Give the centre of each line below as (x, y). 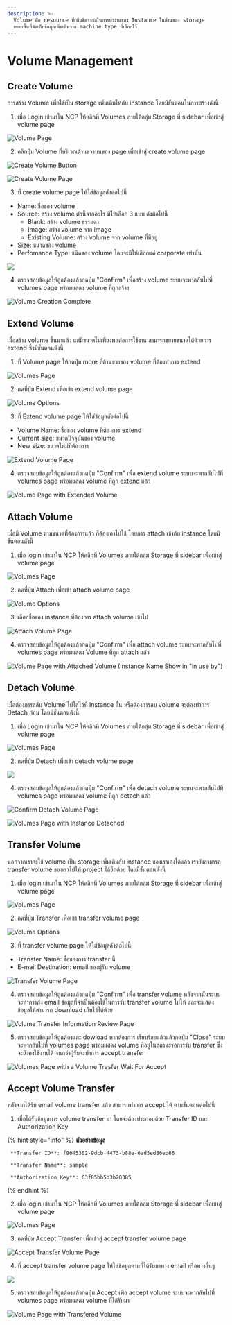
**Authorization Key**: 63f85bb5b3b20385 (71, 1178)
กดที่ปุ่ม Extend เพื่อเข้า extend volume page (75, 389)
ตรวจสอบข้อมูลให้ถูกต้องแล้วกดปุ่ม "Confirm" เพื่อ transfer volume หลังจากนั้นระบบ (119, 994)
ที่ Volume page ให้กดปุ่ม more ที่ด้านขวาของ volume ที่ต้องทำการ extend (109, 362)
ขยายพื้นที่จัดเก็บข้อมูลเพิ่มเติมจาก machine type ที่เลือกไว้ (75, 26)
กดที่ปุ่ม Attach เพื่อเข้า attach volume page (73, 590)
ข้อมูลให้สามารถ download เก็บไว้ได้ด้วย (65, 1009)
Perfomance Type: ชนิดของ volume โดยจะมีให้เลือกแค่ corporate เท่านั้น (109, 253)
